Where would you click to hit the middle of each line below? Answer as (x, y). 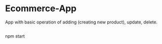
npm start (15, 36)
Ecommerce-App (41, 9)
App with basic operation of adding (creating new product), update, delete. (81, 22)
